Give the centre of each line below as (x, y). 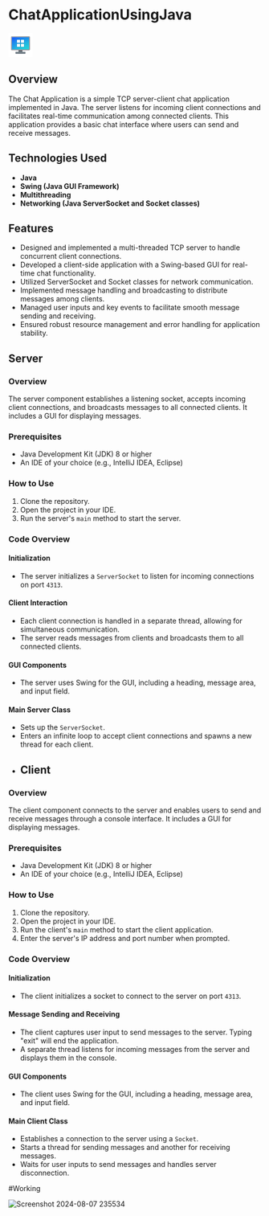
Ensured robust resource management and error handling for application (140, 325)
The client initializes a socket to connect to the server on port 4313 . (130, 996)
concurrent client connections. (71, 256)
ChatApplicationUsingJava (100, 15)
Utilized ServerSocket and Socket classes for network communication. (137, 282)
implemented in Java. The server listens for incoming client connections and (134, 107)
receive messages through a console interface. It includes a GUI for (120, 819)
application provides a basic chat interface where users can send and (124, 124)
